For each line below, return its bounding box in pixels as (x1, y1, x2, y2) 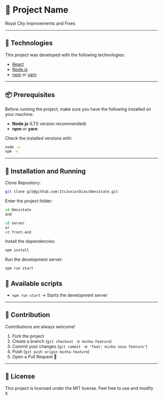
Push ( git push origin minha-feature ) (12, 349, 90, 354)
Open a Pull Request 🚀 (12, 353, 57, 359)
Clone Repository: (5, 180, 41, 186)
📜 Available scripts (5, 279, 63, 288)
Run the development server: (5, 256, 63, 262)
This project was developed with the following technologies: (5, 52, 125, 58)
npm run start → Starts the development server (12, 292, 108, 298)
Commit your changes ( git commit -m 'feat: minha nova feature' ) (12, 343, 148, 349)
